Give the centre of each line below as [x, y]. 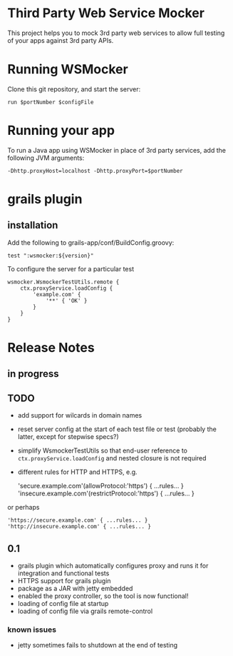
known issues [32, 630]
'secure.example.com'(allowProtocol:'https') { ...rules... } [100, 486]
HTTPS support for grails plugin [64, 581]
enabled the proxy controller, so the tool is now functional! [103, 596]
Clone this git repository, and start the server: [74, 89]
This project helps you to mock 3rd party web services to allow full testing [116, 33]
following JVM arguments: [46, 158]
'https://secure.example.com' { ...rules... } [78, 520]
